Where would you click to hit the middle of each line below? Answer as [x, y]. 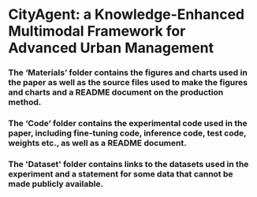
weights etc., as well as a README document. [97, 143]
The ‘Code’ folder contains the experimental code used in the [128, 124]
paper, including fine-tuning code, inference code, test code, [127, 133]
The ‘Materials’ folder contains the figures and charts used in [128, 72]
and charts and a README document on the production [116, 92]
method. [25, 102]
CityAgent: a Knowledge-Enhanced [127, 15]
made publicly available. [56, 184]
